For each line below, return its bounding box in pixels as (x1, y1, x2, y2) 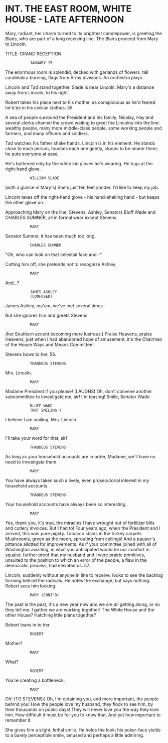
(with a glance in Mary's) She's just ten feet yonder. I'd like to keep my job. (5, 184, 159, 190)
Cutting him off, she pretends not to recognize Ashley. (5, 261, 117, 267)
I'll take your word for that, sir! (5, 435, 67, 441)
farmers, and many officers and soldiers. (5, 130, 89, 136)
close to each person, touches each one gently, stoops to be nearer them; (5, 145, 158, 151)
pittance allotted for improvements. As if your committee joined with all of (5, 541, 157, 547)
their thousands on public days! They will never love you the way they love (5, 706, 159, 712)
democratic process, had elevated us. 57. (5, 562, 90, 568)
